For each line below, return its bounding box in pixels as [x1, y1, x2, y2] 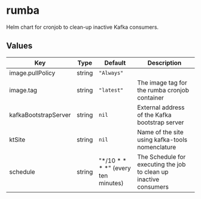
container [137, 94, 165, 102]
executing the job [137, 160, 186, 168]
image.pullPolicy [9, 68, 56, 77]
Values [6, 41, 33, 51]
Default [104, 58, 126, 67]
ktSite [9, 135, 26, 144]
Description [147, 58, 182, 67]
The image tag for [137, 79, 187, 87]
